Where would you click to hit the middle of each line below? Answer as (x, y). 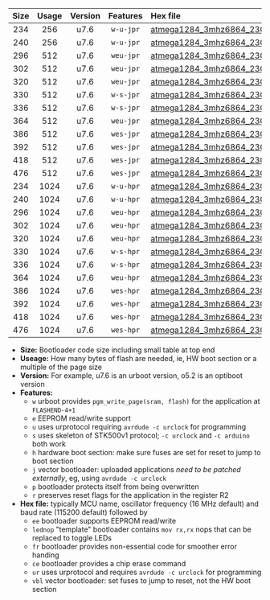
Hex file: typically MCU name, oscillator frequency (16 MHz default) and (139, 503)
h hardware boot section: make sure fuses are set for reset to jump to (146, 452)
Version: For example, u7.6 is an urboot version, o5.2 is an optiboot (131, 376)
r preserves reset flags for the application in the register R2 (130, 495)
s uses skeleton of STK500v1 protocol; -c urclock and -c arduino (141, 435)
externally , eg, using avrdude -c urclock (99, 478)
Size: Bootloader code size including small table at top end (117, 350)
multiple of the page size (61, 367)
